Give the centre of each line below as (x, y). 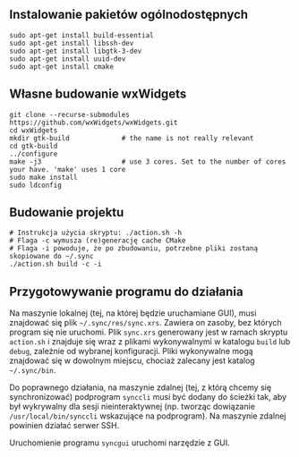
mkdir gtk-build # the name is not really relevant (132, 138)
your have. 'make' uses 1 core (68, 169)
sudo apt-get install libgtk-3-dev (76, 51)
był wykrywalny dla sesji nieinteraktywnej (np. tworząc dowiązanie (132, 407)
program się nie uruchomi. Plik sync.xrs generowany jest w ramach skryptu (149, 332)
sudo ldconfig (36, 185)
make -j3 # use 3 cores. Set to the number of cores (148, 161)
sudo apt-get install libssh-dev (72, 43)
